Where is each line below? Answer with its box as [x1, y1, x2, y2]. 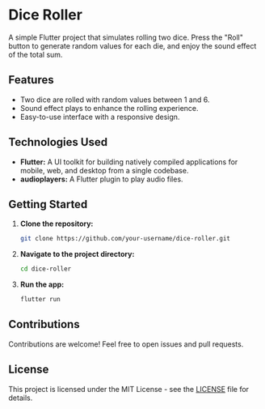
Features [8, 73, 54, 87]
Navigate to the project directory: [19, 249, 135, 259]
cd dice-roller [19, 265, 72, 273]
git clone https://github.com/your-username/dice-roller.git [19, 235, 231, 243]
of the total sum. [8, 49, 63, 59]
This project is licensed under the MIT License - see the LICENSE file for [8, 384, 249, 394]
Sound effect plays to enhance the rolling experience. [19, 103, 200, 113]
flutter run [19, 296, 61, 304]
